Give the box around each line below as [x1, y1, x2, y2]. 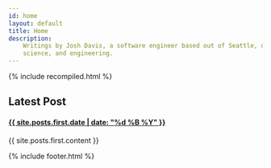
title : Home [8, 27, 48, 35]
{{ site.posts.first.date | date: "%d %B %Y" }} [8, 117, 166, 127]
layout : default [8, 19, 63, 27]
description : [8, 34, 52, 43]
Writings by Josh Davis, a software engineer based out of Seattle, [23, 42, 258, 50]
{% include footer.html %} [8, 151, 95, 161]
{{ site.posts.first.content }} [8, 135, 99, 145]
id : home [8, 11, 38, 20]
